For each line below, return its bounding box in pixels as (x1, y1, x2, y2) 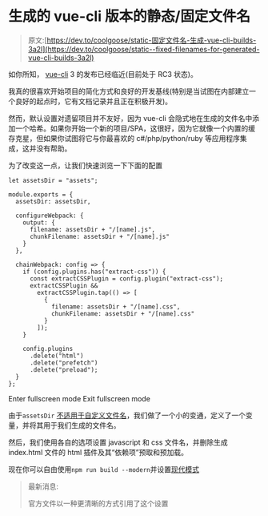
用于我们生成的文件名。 (42, 420, 121, 429)
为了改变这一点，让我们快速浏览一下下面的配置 (8, 160, 162, 170)
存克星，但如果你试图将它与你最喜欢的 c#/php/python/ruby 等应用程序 (8, 133, 240, 143)
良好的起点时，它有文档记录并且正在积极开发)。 (14, 96, 173, 106)
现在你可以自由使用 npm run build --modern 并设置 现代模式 (8, 464, 200, 474)
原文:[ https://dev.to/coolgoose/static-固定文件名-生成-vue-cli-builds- (27, 35, 257, 45)
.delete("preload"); (29, 365, 98, 373)
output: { (22, 218, 56, 227)
